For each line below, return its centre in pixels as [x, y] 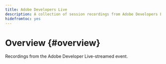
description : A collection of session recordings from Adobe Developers [82, 14]
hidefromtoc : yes [23, 19]
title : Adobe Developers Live [36, 10]
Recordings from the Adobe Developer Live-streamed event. [67, 56]
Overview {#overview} [53, 43]
